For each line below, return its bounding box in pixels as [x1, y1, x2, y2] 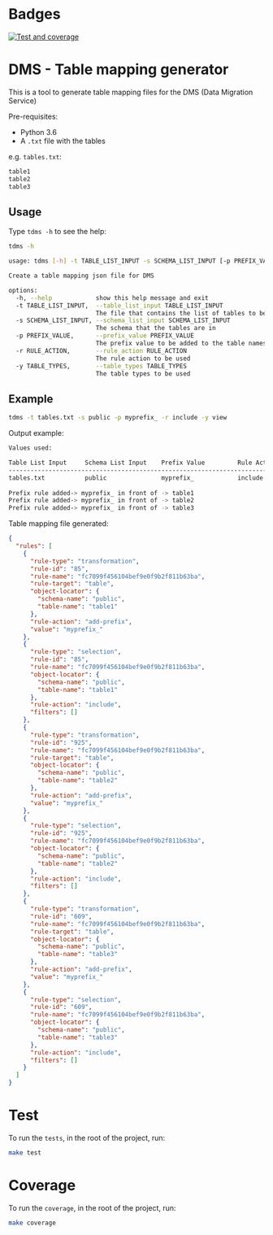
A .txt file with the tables [19, 136, 106, 146]
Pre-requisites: [8, 111, 58, 121]
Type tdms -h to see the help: [8, 227, 107, 237]
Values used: [8, 444, 53, 452]
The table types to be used [95, 369, 191, 378]
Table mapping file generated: [8, 519, 109, 528]
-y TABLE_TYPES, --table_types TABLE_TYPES [15, 362, 187, 370]
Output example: [8, 428, 64, 438]
